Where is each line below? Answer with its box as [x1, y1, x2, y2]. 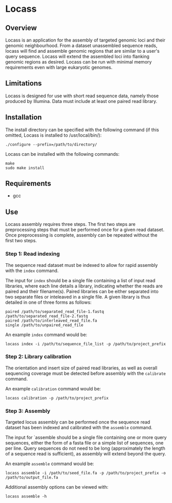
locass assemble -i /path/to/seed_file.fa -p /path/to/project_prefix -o [5, 471, 166, 476]
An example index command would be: [5, 331, 88, 338]
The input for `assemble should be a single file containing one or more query [5, 434, 167, 441]
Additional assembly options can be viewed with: [5, 484, 109, 490]
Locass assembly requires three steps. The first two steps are [5, 221, 136, 227]
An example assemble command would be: [5, 460, 94, 467]
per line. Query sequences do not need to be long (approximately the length [5, 445, 165, 451]
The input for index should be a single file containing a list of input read [5, 277, 156, 283]
